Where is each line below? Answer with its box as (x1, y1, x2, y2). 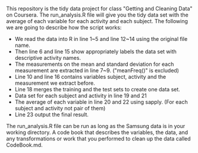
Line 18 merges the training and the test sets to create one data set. (14, 86, 180, 93)
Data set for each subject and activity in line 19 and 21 (14, 92, 147, 99)
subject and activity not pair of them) (14, 105, 106, 111)
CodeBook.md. (6, 142, 43, 148)
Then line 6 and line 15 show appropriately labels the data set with (14, 48, 177, 55)
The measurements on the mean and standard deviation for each (14, 60, 174, 68)
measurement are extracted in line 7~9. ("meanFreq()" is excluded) (14, 67, 180, 74)
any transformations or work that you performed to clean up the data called (6, 135, 191, 142)
